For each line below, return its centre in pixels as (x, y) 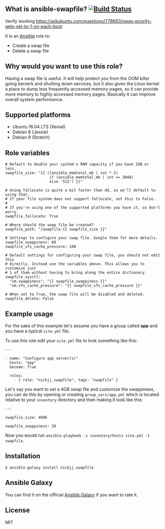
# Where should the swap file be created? (49, 225)
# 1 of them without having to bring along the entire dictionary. (76, 273)
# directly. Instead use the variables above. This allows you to (75, 264)
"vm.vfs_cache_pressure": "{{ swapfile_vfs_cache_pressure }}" (76, 286)
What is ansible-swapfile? (46, 9)
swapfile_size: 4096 (26, 418)
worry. (12, 212)
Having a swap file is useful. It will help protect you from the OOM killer (77, 78)
